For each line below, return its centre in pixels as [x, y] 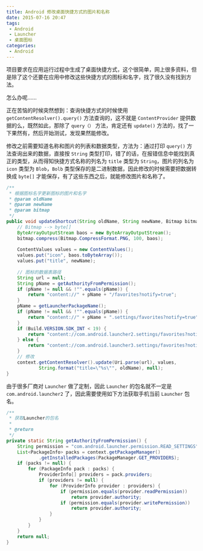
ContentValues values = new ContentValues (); [76, 250]
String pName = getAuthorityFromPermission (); [77, 283]
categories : [21, 46]
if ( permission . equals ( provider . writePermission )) [125, 503]
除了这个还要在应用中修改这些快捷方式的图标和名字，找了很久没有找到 [98, 77]
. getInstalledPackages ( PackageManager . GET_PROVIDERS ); [109, 458]
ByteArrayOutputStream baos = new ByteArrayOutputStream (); [94, 233]
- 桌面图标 [21, 40]
